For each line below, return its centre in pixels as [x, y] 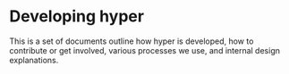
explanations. [34, 60]
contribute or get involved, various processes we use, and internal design [144, 50]
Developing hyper [77, 16]
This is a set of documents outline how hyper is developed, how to [132, 41]
